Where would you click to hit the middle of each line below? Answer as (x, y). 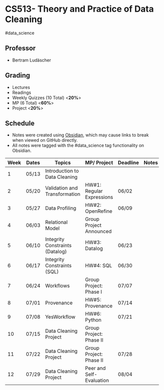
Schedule (20, 123)
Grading (18, 76)
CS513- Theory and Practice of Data (80, 9)
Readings (21, 92)
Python (93, 320)
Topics (62, 163)
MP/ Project (99, 163)
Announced (98, 232)
